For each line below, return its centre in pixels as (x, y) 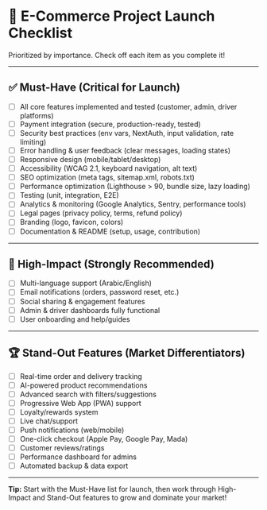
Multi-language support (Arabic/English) (86, 283)
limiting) (33, 141)
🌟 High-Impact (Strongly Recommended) (111, 264)
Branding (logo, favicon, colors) (72, 222)
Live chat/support (48, 421)
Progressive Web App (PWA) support (80, 403)
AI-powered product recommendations (83, 385)
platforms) (37, 115)
